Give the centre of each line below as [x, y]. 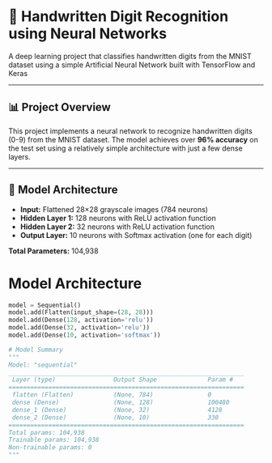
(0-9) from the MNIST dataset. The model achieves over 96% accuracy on [134, 139]
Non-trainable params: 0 [50, 448]
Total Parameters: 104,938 [53, 251]
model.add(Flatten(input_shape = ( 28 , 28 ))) [81, 312]
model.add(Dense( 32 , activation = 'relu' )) [79, 328]
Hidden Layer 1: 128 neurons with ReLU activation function [118, 218]
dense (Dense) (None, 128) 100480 [121, 402]
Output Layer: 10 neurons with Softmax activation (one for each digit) [136, 235]
